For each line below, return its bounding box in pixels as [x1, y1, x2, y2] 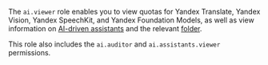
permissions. [8, 48, 51, 57]
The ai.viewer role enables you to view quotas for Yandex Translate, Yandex [8, 7, 261, 16]
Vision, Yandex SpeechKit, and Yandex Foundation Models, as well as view [8, 15, 254, 25]
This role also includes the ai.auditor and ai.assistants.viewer [8, 39, 221, 49]
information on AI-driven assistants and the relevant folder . [8, 24, 202, 33]
